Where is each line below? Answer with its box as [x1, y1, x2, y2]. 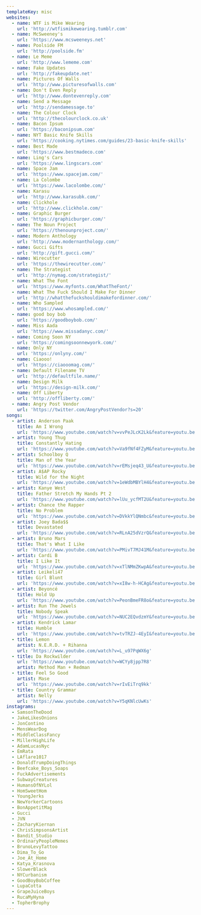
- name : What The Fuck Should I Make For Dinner [11, 289, 136, 295]
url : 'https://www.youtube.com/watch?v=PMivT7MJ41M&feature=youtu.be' [17, 547, 198, 553]
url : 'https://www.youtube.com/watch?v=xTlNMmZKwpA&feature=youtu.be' [17, 564, 198, 570]
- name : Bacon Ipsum [11, 121, 63, 127]
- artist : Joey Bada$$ [11, 519, 69, 525]
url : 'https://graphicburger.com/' [17, 216, 107, 222]
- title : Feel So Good [11, 670, 69, 676]
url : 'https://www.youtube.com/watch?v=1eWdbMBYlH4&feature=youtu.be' [17, 480, 198, 486]
